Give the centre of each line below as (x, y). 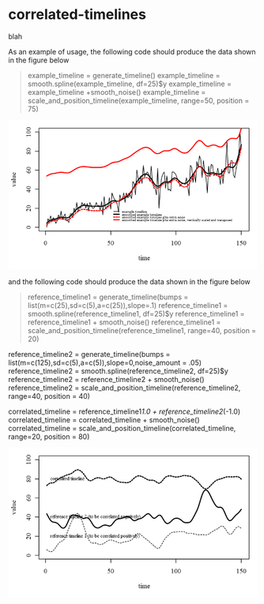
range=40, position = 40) (49, 396)
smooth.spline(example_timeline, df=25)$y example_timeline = (129, 84)
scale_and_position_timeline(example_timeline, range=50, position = (138, 100)
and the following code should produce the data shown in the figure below (129, 282)
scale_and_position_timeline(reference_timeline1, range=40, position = (142, 331)
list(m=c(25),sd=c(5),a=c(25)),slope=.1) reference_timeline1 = (128, 306)
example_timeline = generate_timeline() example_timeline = (124, 75)
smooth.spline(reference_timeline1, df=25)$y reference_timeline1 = (136, 314)
